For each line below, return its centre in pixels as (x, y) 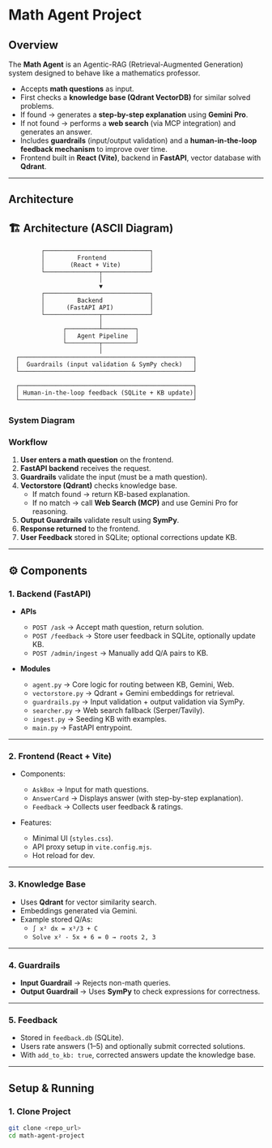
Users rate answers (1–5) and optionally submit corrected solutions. (132, 1047)
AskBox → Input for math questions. (90, 790)
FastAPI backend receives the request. (85, 468)
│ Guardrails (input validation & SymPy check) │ (106, 365)
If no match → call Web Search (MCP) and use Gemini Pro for (135, 503)
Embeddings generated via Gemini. (79, 910)
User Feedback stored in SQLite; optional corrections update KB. (128, 537)
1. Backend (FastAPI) (50, 593)
